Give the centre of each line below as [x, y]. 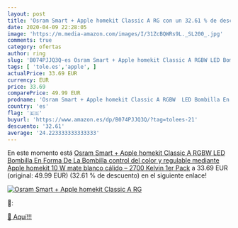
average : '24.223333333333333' [53, 133]
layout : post [27, 14]
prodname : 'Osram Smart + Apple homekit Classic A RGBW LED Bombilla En [119, 100]
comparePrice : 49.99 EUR [44, 93]
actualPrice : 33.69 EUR [42, 73]
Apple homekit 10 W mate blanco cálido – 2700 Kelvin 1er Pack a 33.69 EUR [118, 168]
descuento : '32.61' [36, 126]
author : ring [27, 54]
